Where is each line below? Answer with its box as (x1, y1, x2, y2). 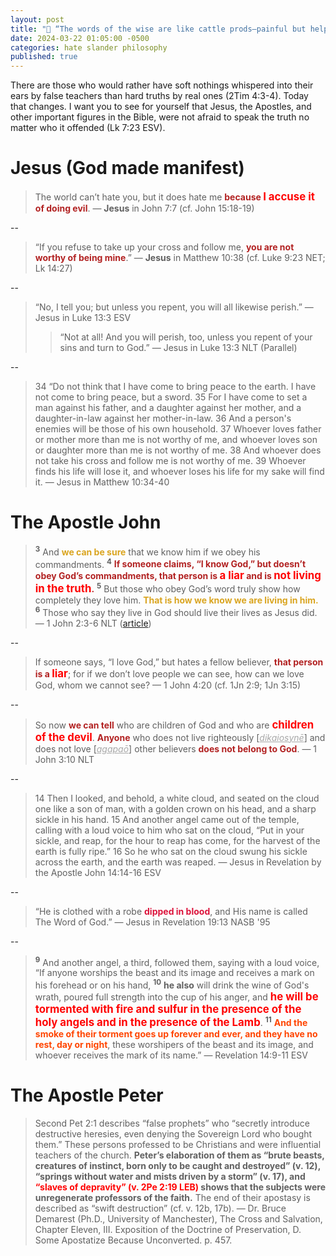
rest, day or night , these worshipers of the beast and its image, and (34, 1038, 314, 1050)
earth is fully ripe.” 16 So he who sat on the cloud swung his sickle (34, 845, 308, 857)
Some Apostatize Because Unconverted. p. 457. (34, 1234, 233, 1246)
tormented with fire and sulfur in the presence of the (34, 1002, 302, 1016)
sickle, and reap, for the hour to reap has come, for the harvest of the (34, 834, 321, 846)
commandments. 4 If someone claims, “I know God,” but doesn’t (34, 556, 307, 570)
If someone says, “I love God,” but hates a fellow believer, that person (34, 656, 324, 668)
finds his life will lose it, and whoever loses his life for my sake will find (34, 466, 325, 478)
